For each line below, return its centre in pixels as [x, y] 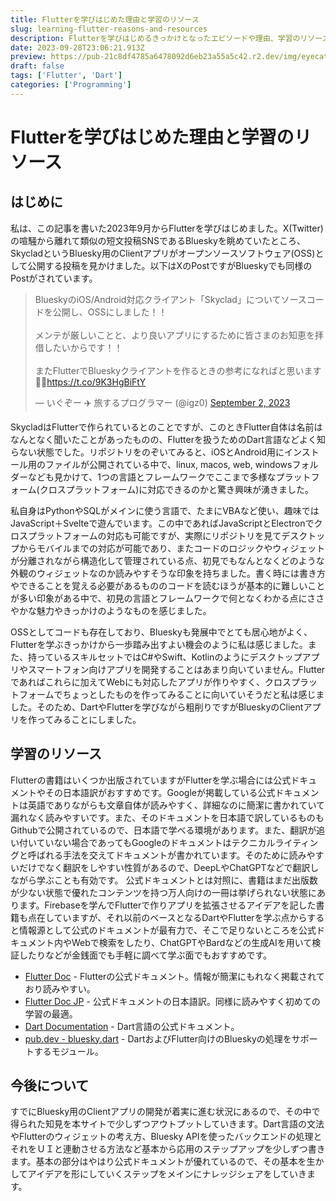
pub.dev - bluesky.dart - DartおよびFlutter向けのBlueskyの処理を [158, 1038]
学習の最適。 [51, 1013]
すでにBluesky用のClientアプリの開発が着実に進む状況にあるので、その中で [165, 1112]
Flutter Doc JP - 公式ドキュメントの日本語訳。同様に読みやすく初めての [172, 1001]
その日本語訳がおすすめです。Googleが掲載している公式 [160, 792]
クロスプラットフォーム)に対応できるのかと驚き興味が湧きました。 [177, 489]
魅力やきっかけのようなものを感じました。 [124, 610]
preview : [28, 57]
